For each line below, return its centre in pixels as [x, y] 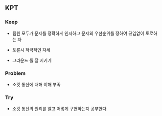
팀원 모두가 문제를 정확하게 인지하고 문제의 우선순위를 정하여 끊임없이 [78, 33]
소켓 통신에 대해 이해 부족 [36, 84]
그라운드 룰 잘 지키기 [32, 60]
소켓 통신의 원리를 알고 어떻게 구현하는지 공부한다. [60, 109]
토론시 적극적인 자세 [31, 50]
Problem [15, 73]
